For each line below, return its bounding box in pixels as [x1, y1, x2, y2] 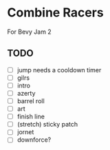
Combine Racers [7, 5, 104, 21]
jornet [16, 128, 34, 136]
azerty [16, 89, 36, 97]
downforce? [16, 136, 52, 144]
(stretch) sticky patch [16, 120, 78, 129]
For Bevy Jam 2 [7, 28, 52, 36]
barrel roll [16, 97, 45, 105]
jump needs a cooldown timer [16, 65, 102, 74]
